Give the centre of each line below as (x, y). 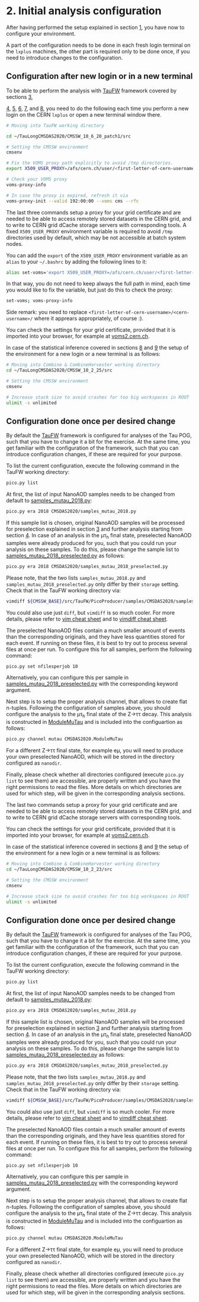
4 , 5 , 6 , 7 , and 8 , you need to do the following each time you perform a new (97, 108)
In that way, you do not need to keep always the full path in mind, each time (98, 284)
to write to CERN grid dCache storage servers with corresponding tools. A (96, 225)
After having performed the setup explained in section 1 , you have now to (95, 27)
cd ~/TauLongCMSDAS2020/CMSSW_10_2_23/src (59, 870)
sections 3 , (20, 97)
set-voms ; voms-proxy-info (39, 301)
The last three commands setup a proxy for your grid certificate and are (94, 212)
